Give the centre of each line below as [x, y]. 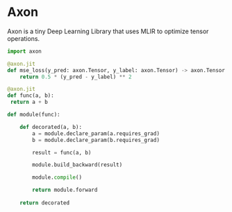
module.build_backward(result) [77, 165]
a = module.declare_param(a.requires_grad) [96, 133]
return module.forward [65, 190]
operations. [24, 38]
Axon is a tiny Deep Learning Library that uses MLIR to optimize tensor [108, 31]
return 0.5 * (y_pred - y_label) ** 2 [76, 77]
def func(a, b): [31, 96]
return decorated [45, 203]
